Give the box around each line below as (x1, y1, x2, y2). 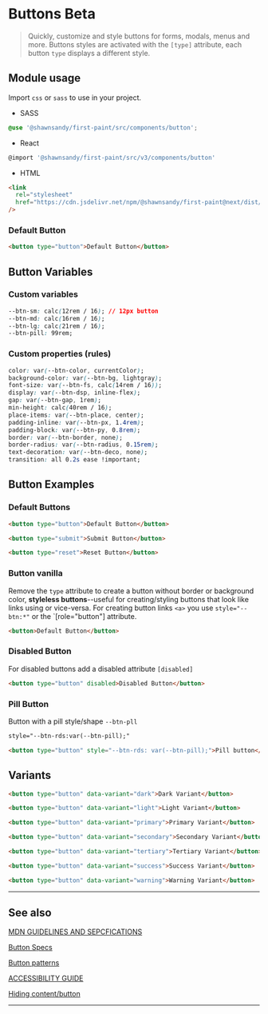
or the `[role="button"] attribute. (31, 611, 137, 621)
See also (8, 906, 52, 920)
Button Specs (8, 943, 53, 952)
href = (15, 198, 34, 206)
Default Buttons (8, 501, 71, 513)
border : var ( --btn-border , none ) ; (8, 433, 124, 441)
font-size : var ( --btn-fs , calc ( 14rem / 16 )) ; (8, 381, 162, 389)
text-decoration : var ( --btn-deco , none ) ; (8, 449, 148, 457)
